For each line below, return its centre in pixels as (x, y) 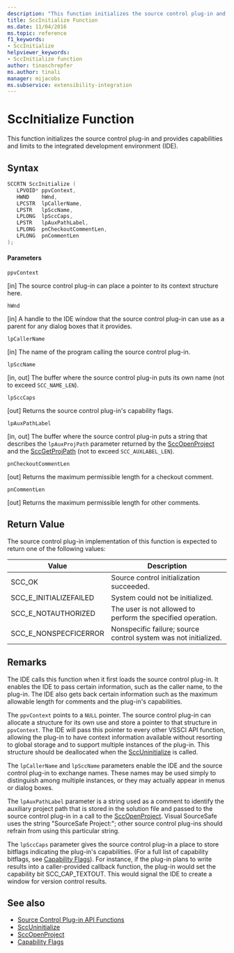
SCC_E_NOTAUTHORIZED (53, 613)
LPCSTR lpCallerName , (49, 203)
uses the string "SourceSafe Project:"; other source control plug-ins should (115, 823)
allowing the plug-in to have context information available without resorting (115, 737)
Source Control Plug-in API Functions (71, 920)
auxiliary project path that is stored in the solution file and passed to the (110, 808)
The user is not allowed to (153, 609)
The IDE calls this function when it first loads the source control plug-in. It (113, 679)
